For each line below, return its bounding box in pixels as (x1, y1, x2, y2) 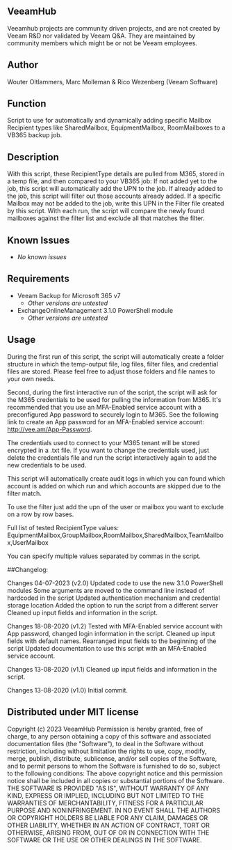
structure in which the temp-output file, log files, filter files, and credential (7, 360, 219, 368)
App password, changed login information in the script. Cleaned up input (7, 629, 215, 637)
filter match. (7, 489, 42, 497)
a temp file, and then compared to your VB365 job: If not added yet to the (7, 177, 217, 185)
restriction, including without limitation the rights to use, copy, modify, (7, 747, 207, 755)
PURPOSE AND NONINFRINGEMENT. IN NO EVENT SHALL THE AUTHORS (7, 806, 221, 814)
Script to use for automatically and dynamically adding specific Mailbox (7, 116, 212, 125)
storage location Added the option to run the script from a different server (7, 601, 219, 609)
